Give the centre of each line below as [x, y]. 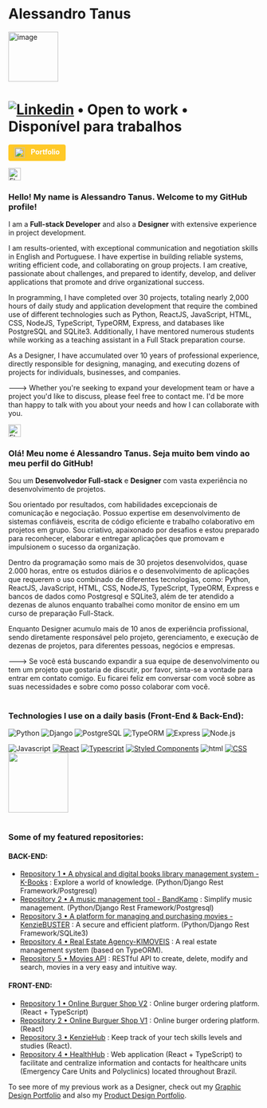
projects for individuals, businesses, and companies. [94, 373]
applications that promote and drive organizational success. [106, 282]
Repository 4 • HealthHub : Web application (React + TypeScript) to [131, 1054]
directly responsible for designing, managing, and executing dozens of [124, 364]
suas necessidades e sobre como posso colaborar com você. [109, 687]
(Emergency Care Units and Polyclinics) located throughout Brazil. [128, 1071]
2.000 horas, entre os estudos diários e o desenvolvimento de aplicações [129, 571]
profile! [23, 207]
